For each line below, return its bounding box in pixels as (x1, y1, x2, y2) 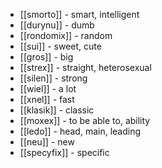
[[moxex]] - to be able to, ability (19, 115, 151, 126)
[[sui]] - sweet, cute (19, 40, 102, 52)
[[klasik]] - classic (19, 104, 95, 116)
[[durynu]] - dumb (19, 19, 95, 31)
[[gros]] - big (19, 51, 74, 63)
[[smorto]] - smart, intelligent (19, 9, 140, 20)
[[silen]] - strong (19, 72, 88, 84)
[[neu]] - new (19, 136, 75, 148)
